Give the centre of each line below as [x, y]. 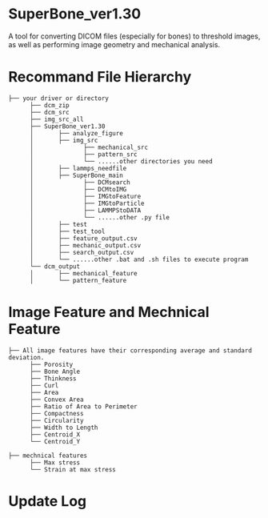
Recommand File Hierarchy [100, 77]
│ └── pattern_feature [78, 280]
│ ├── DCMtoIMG [78, 189]
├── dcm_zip [49, 105]
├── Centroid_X [55, 434]
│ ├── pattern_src [83, 154]
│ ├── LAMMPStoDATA [85, 210]
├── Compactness [56, 413]
